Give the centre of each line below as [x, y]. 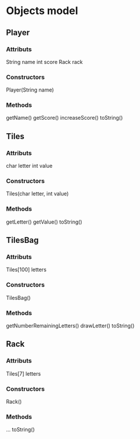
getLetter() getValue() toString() [44, 222]
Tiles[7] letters [23, 373]
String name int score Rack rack [44, 62]
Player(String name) [30, 90]
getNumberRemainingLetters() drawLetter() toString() [70, 326]
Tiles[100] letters [26, 270]
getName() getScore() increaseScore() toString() [64, 118]
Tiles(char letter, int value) [37, 194]
